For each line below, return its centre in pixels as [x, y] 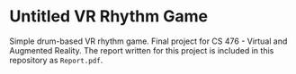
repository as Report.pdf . [56, 60]
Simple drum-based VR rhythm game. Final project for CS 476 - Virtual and [148, 41]
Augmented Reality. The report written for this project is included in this [142, 50]
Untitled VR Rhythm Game [109, 16]
